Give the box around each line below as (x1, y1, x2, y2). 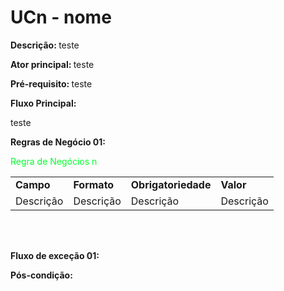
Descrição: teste (10, 39, 80, 51)
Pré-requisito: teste (10, 77, 93, 90)
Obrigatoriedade (130, 177, 212, 191)
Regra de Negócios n (10, 155, 98, 167)
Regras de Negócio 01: (10, 136, 107, 148)
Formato (73, 177, 115, 191)
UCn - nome (10, 6, 112, 29)
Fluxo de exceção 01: (10, 249, 100, 261)
